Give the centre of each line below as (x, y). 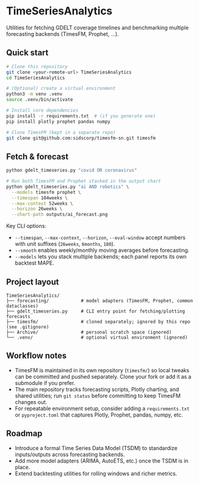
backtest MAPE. (35, 263)
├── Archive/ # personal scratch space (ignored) (89, 332)
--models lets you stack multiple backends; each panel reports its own (100, 257)
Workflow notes (36, 356)
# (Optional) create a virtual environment (61, 89)
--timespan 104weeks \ (40, 198)
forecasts (18, 317)
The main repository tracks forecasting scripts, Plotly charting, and (97, 389)
